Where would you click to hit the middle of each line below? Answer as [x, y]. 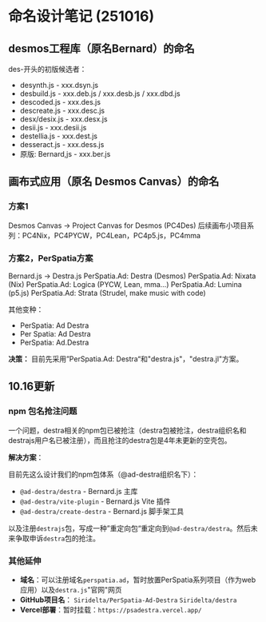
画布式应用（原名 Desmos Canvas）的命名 [114, 182]
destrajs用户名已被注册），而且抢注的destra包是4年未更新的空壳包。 [120, 440]
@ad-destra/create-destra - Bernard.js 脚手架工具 [102, 511]
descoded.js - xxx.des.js [60, 102]
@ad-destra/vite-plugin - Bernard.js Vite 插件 [95, 501]
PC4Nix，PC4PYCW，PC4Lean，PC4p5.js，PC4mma [111, 235]
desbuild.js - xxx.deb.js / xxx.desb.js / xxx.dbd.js [100, 94]
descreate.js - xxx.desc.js [62, 110]
